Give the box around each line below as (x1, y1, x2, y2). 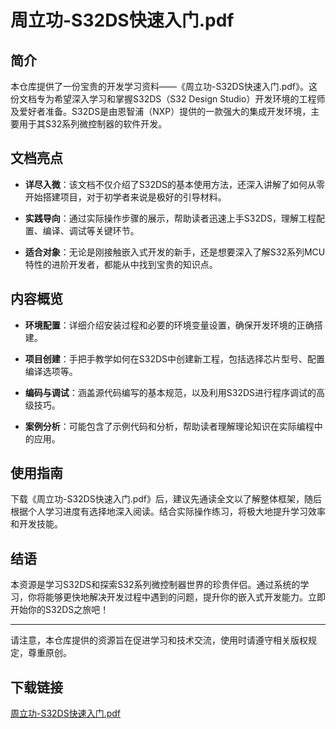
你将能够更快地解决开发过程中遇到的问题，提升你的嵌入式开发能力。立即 (27, 591, 326, 603)
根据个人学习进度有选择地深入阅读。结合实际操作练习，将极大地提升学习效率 (10, 506, 326, 518)
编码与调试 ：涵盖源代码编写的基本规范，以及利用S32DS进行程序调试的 (24, 386, 317, 398)
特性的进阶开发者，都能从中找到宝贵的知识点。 (24, 258, 218, 270)
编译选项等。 (24, 365, 78, 377)
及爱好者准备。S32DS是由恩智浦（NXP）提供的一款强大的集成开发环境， (10, 106, 312, 117)
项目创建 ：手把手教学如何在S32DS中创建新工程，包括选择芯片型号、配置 (24, 352, 326, 365)
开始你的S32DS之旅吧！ (10, 604, 110, 616)
